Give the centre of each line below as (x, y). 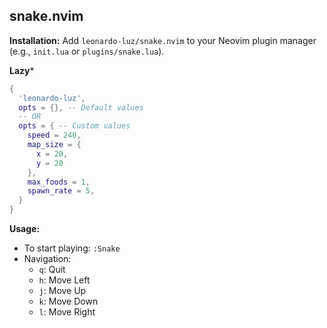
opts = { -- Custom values (74, 126)
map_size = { (54, 145)
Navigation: (47, 259)
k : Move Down (68, 301)
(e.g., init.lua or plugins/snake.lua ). (87, 51)
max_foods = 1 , (59, 182)
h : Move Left (64, 280)
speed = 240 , (54, 135)
